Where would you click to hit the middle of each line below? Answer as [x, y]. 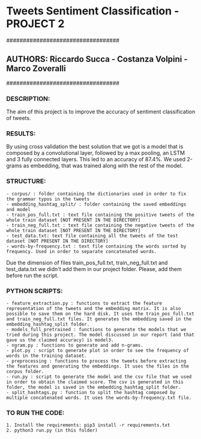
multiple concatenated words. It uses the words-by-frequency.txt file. [99, 398]
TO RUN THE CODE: [35, 413]
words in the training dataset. [46, 356]
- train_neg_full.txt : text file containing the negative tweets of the [100, 225]
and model [19, 209]
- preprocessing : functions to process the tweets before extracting [96, 361]
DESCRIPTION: [28, 98]
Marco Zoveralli [36, 69]
